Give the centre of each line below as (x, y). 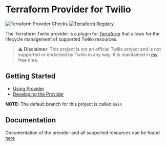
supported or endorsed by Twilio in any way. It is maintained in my (88, 54)
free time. (28, 60)
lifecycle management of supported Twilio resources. (61, 39)
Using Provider (28, 88)
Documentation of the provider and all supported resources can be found (82, 133)
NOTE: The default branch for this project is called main (64, 104)
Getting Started (30, 76)
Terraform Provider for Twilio (68, 10)
